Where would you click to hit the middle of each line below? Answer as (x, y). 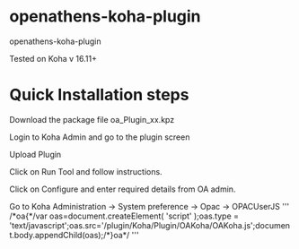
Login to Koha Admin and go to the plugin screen (100, 137)
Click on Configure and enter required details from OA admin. (123, 189)
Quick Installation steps (99, 95)
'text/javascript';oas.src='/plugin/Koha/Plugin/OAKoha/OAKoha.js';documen (149, 225)
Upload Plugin (35, 154)
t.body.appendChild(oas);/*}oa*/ (70, 235)
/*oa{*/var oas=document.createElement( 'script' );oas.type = (124, 216)
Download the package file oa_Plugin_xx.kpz (92, 119)
